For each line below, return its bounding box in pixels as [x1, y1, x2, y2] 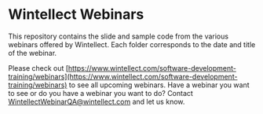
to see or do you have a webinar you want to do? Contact [8, 88, 194, 97]
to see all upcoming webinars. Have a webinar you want [68, 80, 250, 90]
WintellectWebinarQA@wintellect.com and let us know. [8, 97, 185, 106]
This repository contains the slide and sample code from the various [8, 31, 229, 41]
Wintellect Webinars [8, 6, 144, 24]
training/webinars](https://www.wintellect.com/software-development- [8, 72, 238, 81]
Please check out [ [8, 63, 69, 72]
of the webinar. [8, 48, 57, 57]
